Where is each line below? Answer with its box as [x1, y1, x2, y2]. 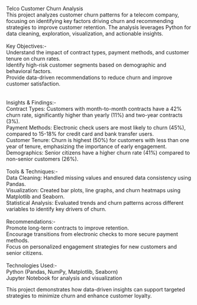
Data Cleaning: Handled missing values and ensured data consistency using [6, 174, 191, 181]
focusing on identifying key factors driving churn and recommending [6, 18, 174, 24]
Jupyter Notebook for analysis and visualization [6, 274, 122, 281]
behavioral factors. [6, 68, 52, 74]
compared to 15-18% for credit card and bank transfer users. [6, 130, 154, 137]
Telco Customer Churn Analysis [6, 5, 83, 12]
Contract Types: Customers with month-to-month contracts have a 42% [6, 106, 182, 112]
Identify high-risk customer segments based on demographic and [6, 61, 167, 68]
